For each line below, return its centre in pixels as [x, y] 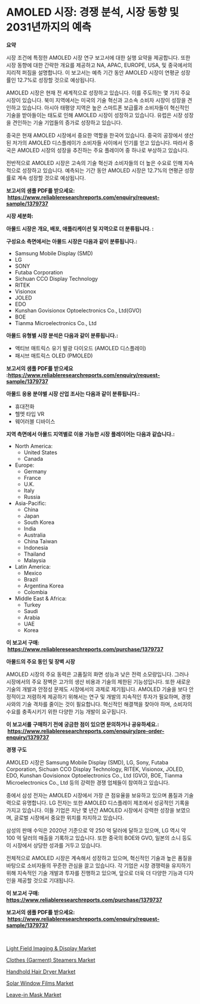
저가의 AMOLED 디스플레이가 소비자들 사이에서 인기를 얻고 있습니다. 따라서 [100, 143]
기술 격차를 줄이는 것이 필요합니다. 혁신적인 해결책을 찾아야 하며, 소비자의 [107, 704]
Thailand [35, 554]
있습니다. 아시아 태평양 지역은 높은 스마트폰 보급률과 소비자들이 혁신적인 [106, 108]
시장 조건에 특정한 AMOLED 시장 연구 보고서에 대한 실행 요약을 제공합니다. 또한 [99, 57]
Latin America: [33, 567]
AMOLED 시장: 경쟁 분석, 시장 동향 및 [93, 12]
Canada [33, 458]
